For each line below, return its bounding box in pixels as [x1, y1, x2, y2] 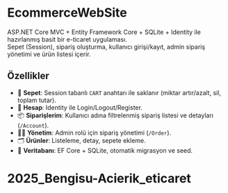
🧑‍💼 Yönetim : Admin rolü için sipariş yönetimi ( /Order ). [17, 128, 172, 137]
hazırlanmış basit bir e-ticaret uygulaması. [7, 35, 127, 43]
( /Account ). [17, 121, 49, 129]
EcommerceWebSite [7, 5, 127, 21]
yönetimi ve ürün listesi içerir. [7, 50, 91, 58]
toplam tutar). [17, 96, 57, 104]
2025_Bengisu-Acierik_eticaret [7, 170, 191, 186]
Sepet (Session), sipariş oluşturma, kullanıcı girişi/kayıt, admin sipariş [7, 42, 206, 51]
